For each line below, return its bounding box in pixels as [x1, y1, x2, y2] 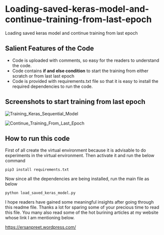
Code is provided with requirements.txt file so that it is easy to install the [12, 78, 159, 84]
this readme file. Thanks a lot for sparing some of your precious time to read [5, 205, 160, 210]
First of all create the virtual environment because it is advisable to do [5, 147, 146, 153]
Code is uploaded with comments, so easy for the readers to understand [12, 57, 160, 63]
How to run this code [5, 134, 70, 143]
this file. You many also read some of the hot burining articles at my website [5, 209, 159, 215]
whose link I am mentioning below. [5, 215, 75, 221]
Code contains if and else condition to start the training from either [12, 68, 149, 74]
